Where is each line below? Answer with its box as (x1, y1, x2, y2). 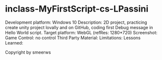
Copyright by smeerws (5, 49, 51, 55)
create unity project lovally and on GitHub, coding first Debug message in (5, 24, 153, 30)
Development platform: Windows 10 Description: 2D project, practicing (5, 19, 147, 25)
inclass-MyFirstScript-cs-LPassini (5, 3, 149, 15)
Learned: (5, 40, 23, 45)
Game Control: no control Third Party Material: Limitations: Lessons (5, 35, 141, 41)
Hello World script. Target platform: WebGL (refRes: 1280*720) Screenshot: (5, 30, 158, 35)
